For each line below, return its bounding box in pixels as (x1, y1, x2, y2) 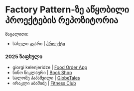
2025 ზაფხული (5, 53, 42, 60)
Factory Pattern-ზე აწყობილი (5, 4, 130, 15)
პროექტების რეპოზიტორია (5, 14, 119, 26)
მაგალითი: (5, 31, 29, 37)
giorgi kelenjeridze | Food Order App (12, 64, 88, 71)
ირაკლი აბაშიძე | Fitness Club (12, 80, 76, 86)
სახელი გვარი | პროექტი (12, 40, 66, 46)
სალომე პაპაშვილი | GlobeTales (12, 75, 80, 81)
